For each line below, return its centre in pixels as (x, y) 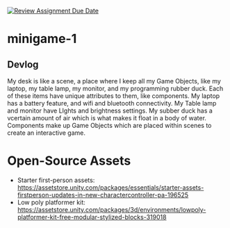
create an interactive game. (46, 133)
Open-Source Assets (69, 161)
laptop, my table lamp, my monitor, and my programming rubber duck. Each (115, 88)
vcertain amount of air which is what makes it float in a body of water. (107, 118)
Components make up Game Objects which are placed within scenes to (109, 125)
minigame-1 (42, 39)
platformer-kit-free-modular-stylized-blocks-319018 (92, 217)
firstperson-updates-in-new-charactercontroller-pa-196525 (103, 195)
